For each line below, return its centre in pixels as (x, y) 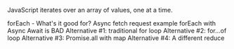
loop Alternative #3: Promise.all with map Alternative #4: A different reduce (116, 38)
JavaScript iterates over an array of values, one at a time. (90, 10)
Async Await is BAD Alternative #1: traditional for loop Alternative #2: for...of (117, 31)
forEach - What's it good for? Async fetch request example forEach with (112, 23)
